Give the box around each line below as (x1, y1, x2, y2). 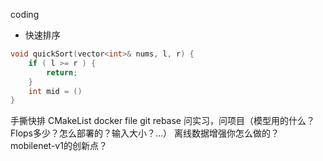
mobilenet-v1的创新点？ (10, 140, 108, 152)
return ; (46, 67, 78, 78)
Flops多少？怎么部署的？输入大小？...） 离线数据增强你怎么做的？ (10, 127, 280, 139)
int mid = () (28, 86, 83, 96)
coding (10, 9, 40, 20)
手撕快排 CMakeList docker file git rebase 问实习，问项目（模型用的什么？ (10, 115, 315, 127)
